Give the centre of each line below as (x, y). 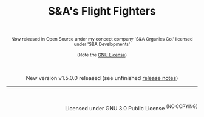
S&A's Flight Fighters (102, 11)
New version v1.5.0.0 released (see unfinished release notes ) (102, 78)
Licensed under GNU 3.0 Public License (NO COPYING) (131, 107)
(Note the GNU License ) (102, 55)
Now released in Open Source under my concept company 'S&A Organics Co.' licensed (102, 39)
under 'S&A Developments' (102, 44)
